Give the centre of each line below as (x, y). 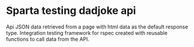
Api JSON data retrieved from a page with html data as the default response (97, 27)
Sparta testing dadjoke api (71, 11)
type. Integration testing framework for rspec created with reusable (87, 32)
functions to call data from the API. (48, 39)
